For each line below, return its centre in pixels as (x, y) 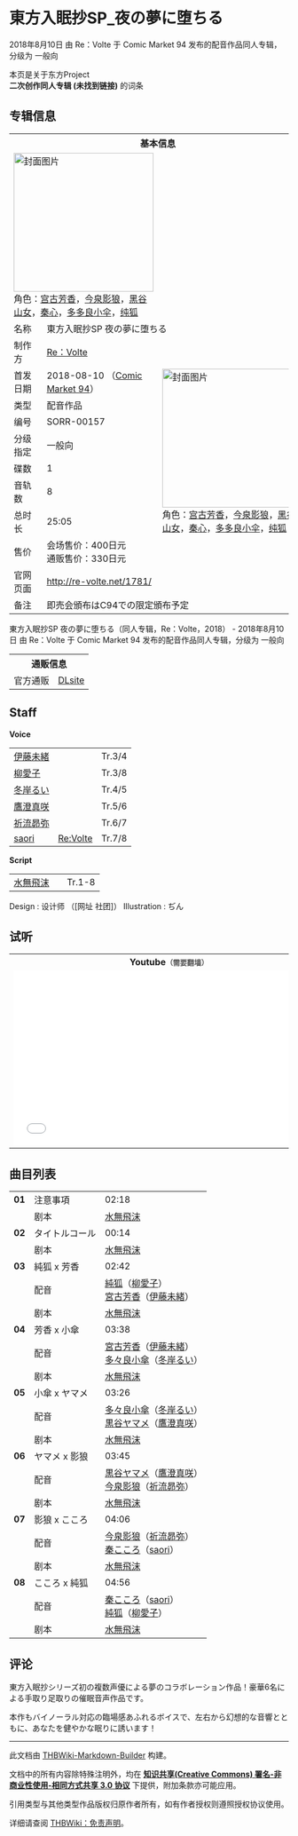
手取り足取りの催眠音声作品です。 (86, 1698)
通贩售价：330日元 (86, 558)
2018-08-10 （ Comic (94, 376)
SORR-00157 (76, 421)
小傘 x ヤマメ (61, 1393)
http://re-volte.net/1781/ (99, 581)
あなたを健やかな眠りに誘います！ (94, 1728)
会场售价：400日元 (86, 545)
